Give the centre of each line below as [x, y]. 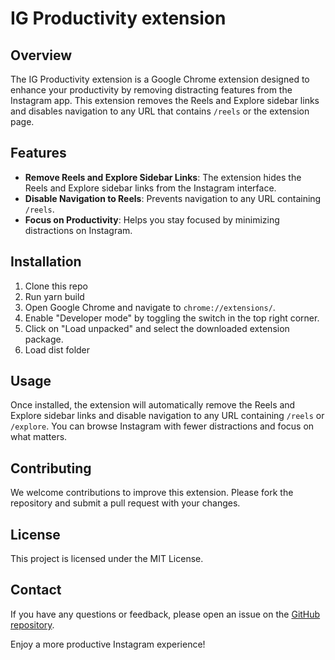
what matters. [39, 437]
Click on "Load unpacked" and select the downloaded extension [157, 328]
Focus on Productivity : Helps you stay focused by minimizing [152, 219]
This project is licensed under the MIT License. [107, 559]
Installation [46, 262]
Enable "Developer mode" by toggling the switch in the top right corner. [172, 318]
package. [44, 339]
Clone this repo [56, 286]
